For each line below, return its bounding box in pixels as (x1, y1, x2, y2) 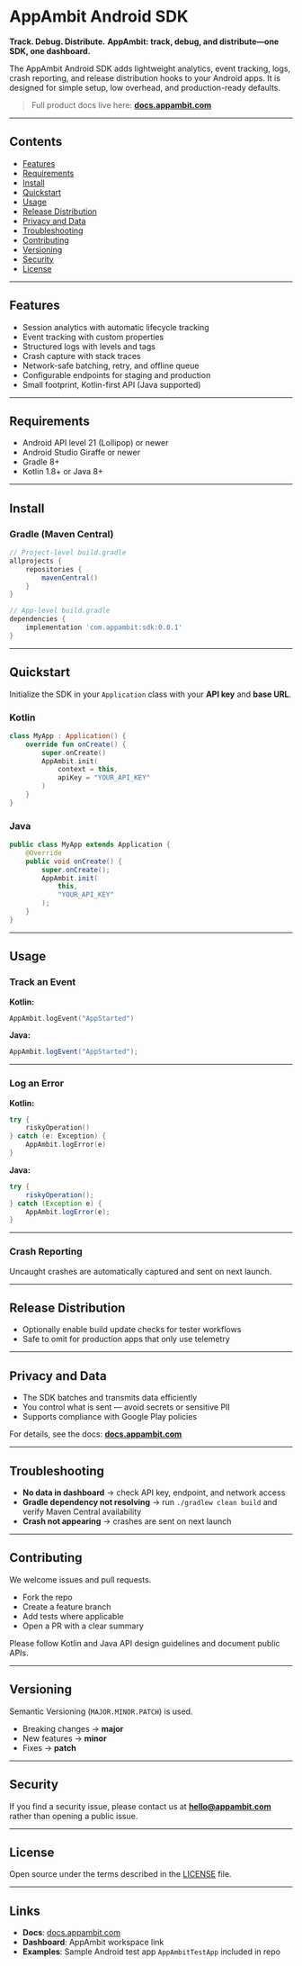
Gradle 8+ (22, 456, 60, 467)
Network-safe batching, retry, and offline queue (22, 360, 200, 371)
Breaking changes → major (22, 1723, 124, 1734)
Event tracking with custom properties (22, 331, 164, 342)
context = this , (57, 765, 119, 774)
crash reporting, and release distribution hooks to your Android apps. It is (9, 72, 281, 83)
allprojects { (9, 556, 63, 565)
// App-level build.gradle (9, 606, 111, 616)
